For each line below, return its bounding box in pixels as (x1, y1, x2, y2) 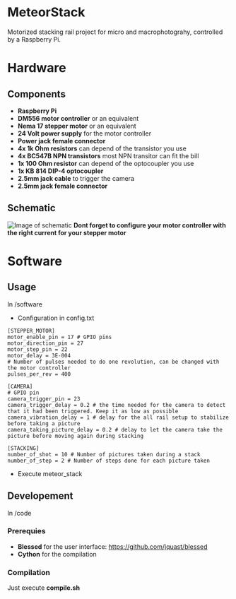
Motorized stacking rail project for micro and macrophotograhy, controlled (7, 28, 223, 36)
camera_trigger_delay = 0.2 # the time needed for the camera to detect (7, 401, 226, 408)
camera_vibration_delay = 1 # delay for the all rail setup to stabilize (7, 414, 230, 421)
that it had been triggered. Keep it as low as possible (7, 408, 179, 415)
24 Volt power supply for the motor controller (17, 129, 152, 138)
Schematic (7, 202, 56, 214)
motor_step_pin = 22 (7, 345, 69, 353)
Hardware (7, 60, 66, 76)
